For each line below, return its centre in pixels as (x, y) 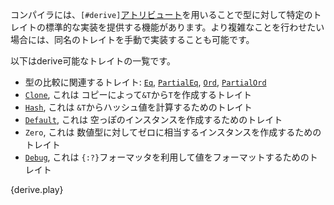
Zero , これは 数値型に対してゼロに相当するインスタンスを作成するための (173, 132)
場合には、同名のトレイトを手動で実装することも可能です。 (132, 39)
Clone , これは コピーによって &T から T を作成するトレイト (138, 94)
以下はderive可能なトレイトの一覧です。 (93, 61)
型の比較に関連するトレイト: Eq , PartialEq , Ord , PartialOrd (145, 82)
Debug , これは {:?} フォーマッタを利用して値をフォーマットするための (167, 157)
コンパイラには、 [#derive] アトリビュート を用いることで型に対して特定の (161, 14)
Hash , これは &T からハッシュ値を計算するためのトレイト (138, 107)
